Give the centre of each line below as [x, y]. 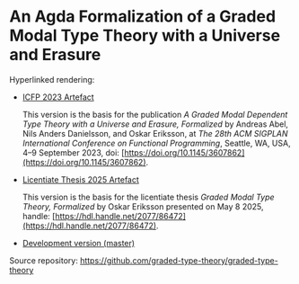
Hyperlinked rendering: [52, 79]
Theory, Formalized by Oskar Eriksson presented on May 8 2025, [143, 206]
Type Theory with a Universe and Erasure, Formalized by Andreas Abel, [155, 124]
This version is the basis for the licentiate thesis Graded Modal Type [149, 197]
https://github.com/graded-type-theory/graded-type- [179, 260]
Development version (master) [79, 243]
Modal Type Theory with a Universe [145, 35]
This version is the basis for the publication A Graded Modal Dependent [155, 114]
